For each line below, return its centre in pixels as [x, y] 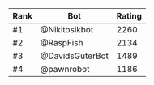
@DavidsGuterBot [75, 56]
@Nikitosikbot [67, 30]
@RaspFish [62, 42]
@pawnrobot [65, 69]
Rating [129, 16]
